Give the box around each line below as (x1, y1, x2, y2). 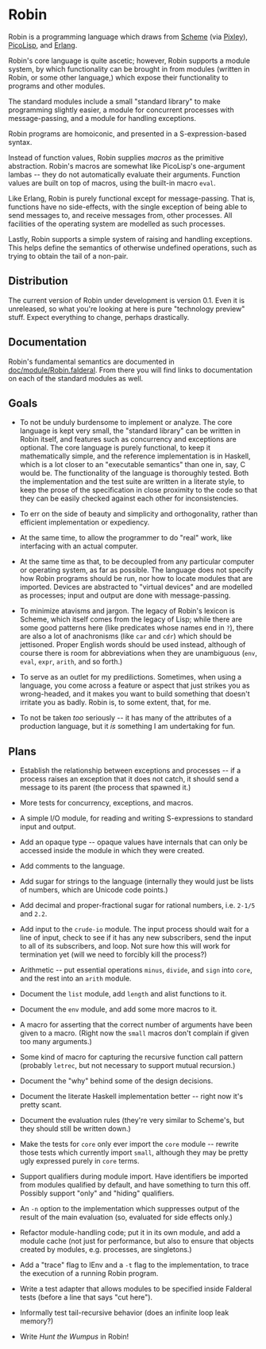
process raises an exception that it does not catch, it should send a (19, 774, 240, 784)
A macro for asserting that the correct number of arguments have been (19, 1020, 253, 1030)
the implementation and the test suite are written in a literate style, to (19, 477, 245, 486)
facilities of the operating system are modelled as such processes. (8, 219, 226, 228)
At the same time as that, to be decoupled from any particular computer (19, 557, 255, 567)
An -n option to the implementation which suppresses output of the (19, 1204, 240, 1214)
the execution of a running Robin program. (19, 1269, 159, 1278)
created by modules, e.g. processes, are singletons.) (19, 1245, 192, 1254)
